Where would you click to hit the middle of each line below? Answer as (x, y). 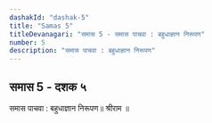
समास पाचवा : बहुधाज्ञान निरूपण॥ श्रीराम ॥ (69, 108)
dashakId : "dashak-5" (49, 17)
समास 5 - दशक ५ (48, 87)
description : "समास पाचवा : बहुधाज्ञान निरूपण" (82, 51)
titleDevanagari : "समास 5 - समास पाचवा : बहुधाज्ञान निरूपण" (107, 34)
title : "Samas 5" (41, 26)
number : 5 (28, 42)
